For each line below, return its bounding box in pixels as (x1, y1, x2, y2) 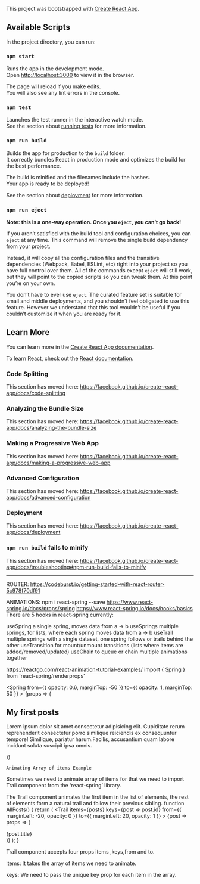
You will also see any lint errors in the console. (6, 89, 120, 97)
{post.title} (6, 830, 32, 838)
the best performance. (6, 162, 61, 169)
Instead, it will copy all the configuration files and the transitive (6, 255, 160, 261)
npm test (6, 104, 32, 111)
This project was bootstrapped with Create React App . (6, 5, 140, 12)
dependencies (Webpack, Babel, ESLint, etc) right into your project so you (6, 260, 188, 268)
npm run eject (6, 206, 47, 213)
